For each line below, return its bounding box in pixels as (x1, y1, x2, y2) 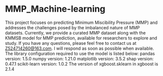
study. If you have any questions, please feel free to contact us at (5, 40, 137, 46)
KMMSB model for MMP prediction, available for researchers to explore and (5, 35, 158, 41)
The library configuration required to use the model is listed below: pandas (5, 50, 155, 57)
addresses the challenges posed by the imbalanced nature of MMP (5, 24, 140, 30)
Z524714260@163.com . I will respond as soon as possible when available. (5, 45, 154, 51)
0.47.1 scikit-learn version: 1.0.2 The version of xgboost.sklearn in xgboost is (5, 61, 159, 67)
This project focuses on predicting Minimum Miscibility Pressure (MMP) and (5, 19, 158, 25)
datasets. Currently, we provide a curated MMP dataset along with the (5, 30, 146, 36)
